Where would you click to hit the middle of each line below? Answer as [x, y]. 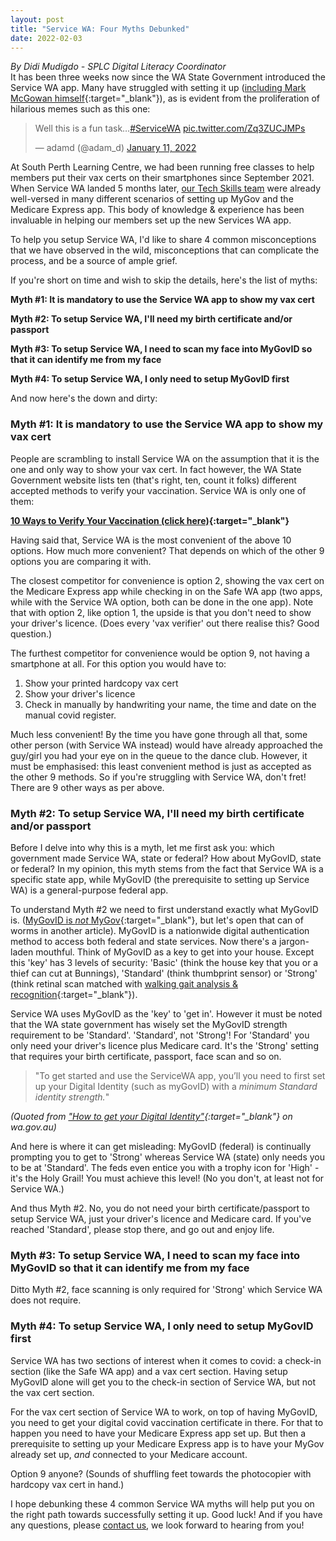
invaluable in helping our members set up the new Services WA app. [151, 220]
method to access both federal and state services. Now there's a [143, 941]
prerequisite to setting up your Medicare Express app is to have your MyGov [167, 1443]
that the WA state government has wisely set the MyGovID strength [149, 1024]
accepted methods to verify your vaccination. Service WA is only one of [158, 490]
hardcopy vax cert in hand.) [67, 1484]
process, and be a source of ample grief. [94, 261]
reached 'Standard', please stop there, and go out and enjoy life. [142, 1229]
